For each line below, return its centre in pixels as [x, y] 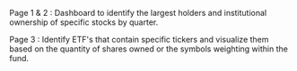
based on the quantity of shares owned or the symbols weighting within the [149, 49]
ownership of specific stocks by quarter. [84, 22]
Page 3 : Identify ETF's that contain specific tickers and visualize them [139, 39]
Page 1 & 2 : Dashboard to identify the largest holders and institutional [138, 13]
